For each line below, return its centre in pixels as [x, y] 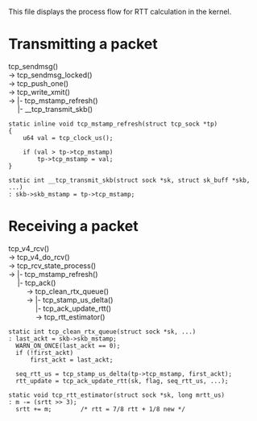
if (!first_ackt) [45, 353]
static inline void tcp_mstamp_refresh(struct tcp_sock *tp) [113, 124]
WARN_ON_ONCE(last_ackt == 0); [68, 345]
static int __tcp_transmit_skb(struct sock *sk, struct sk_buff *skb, [129, 180]
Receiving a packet [73, 227]
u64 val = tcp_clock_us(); [68, 138]
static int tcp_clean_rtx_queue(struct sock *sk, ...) [102, 332]
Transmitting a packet [83, 44]
